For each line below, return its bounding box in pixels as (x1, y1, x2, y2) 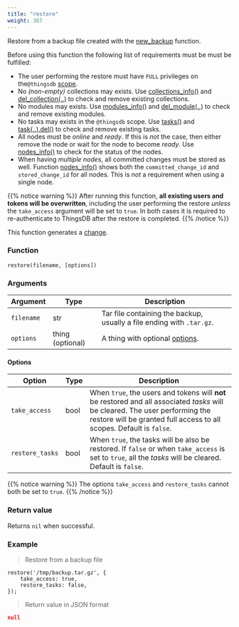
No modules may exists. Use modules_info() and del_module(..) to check (17, 102, 230, 110)
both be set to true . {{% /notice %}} (7, 488, 113, 496)
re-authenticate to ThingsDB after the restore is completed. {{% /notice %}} (7, 214, 230, 223)
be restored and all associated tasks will (90, 396, 224, 406)
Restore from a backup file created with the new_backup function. (7, 36, 201, 45)
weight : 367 (7, 17, 43, 24)
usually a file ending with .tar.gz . (101, 317, 214, 327)
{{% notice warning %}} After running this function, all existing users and (7, 191, 224, 200)
